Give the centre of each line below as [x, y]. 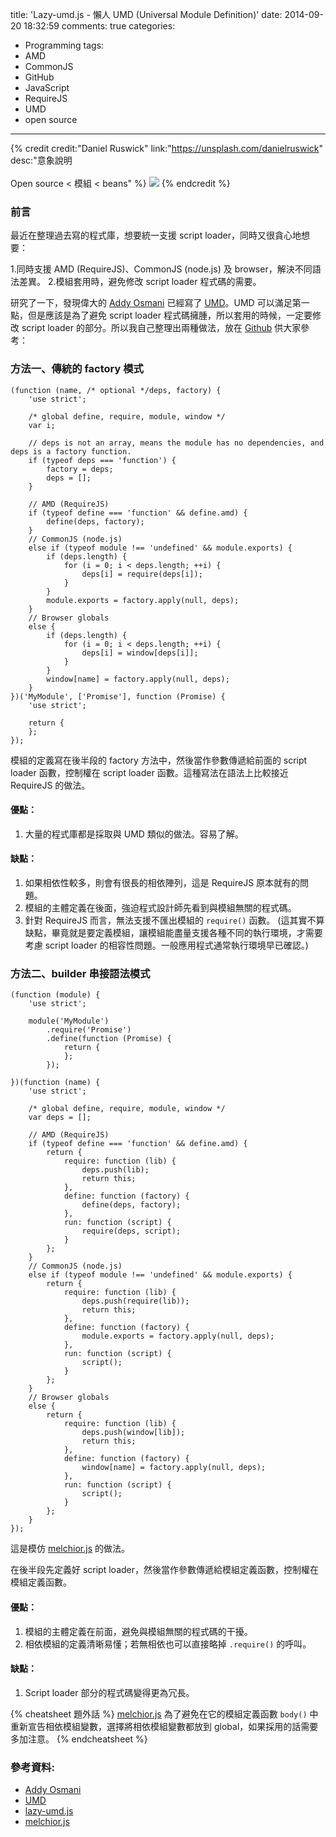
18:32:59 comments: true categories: [99, 26]
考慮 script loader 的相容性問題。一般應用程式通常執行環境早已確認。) [166, 945]
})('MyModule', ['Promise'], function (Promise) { [118, 696]
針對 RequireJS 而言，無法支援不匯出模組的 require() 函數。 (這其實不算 [174, 920]
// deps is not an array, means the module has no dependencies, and [176, 443]
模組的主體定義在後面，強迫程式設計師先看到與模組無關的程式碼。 [160, 907]
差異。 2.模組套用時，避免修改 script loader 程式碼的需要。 [140, 282]
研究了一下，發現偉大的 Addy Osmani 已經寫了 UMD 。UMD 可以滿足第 [156, 303]
